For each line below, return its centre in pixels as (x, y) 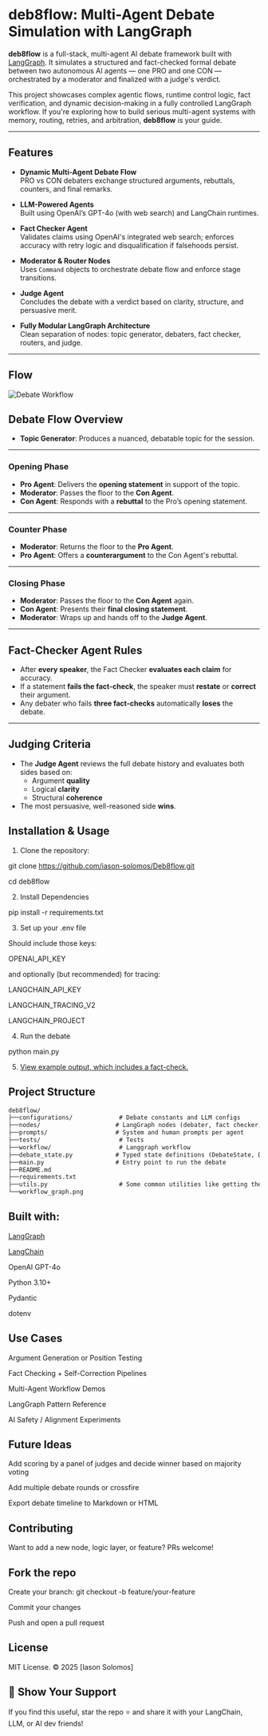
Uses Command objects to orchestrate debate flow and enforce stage (130, 269)
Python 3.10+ (30, 1282)
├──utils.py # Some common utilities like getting (128, 1184)
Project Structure (52, 1092)
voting (19, 1472)
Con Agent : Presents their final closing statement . (104, 609)
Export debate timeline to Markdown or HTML (83, 1503)
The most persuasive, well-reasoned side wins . (98, 806)
